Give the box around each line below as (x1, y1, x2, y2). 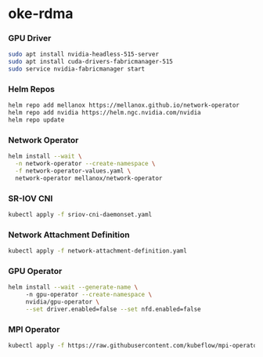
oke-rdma (8, 5, 74, 23)
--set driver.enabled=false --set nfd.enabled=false (25, 305, 201, 314)
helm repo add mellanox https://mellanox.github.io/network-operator (8, 101, 240, 110)
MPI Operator (8, 323, 60, 334)
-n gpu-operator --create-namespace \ (25, 291, 153, 299)
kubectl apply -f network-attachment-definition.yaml (8, 247, 188, 255)
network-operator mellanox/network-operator (15, 174, 163, 182)
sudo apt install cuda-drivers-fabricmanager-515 (8, 58, 174, 66)
